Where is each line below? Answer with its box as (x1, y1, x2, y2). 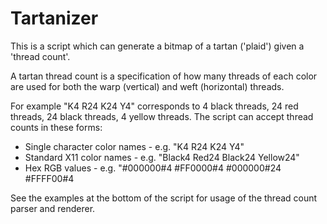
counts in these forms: (10, 121, 103, 133)
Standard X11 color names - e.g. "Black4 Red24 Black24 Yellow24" (24, 151, 300, 163)
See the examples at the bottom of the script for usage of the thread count (10, 192, 318, 204)
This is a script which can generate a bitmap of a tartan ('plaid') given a (10, 40, 305, 52)
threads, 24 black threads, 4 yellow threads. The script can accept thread (10, 110, 314, 122)
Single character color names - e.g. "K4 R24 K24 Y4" (24, 140, 245, 152)
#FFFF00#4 (24, 172, 75, 184)
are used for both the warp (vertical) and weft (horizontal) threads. (10, 80, 285, 92)
